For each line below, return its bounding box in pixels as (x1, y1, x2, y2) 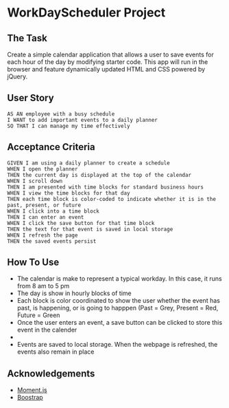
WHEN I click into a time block (7, 208, 99, 215)
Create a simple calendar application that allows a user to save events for (7, 50, 214, 58)
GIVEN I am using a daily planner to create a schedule (7, 160, 170, 167)
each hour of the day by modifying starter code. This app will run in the (7, 58, 208, 66)
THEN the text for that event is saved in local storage (7, 226, 173, 233)
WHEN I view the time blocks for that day (7, 189, 130, 197)
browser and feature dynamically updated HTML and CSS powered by (7, 65, 206, 73)
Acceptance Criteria (7, 141, 95, 153)
